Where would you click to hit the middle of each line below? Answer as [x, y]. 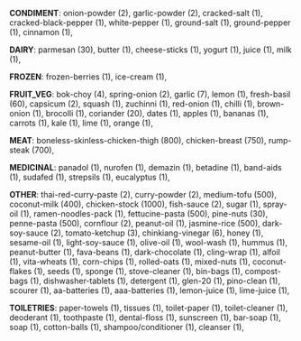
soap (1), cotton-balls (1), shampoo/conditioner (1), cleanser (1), [127, 327]
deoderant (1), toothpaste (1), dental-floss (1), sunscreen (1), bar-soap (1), [145, 318]
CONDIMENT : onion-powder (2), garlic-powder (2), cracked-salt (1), [136, 13]
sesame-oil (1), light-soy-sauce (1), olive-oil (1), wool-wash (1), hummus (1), [149, 242]
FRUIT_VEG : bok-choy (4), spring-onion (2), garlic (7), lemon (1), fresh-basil [150, 94]
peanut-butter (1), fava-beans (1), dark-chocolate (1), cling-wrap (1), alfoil [145, 252]
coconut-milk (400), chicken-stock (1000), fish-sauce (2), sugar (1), [135, 204]
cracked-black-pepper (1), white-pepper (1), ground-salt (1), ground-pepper [150, 23]
